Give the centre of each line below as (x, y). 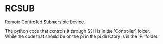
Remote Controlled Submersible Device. (45, 22)
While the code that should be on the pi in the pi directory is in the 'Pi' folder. (82, 36)
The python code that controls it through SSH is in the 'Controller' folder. (78, 31)
